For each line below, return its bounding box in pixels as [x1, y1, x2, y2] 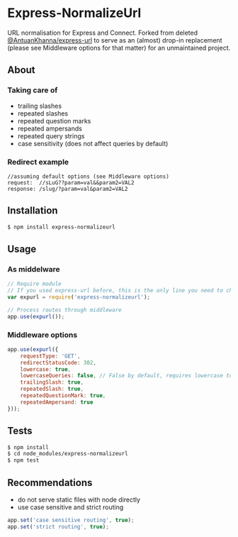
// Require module [7, 280, 62, 288]
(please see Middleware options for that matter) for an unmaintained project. [7, 43, 231, 52]
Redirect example [7, 157, 69, 167]
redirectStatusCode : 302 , [20, 359, 97, 366]
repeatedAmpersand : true [20, 399, 93, 406]
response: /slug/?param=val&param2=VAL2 [7, 185, 129, 192]
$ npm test [7, 457, 40, 464]
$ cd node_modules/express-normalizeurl [7, 450, 129, 458]
